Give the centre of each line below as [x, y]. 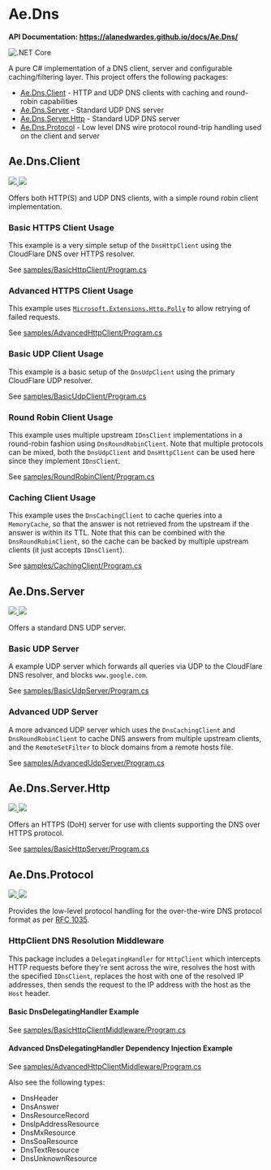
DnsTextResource [49, 1150]
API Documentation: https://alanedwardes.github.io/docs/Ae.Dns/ [123, 37]
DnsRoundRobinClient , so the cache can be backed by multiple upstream [129, 541]
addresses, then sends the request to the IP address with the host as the [130, 984]
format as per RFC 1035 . [49, 919]
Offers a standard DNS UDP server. [67, 628]
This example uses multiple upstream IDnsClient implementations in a [126, 434]
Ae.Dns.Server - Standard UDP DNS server [92, 110]
